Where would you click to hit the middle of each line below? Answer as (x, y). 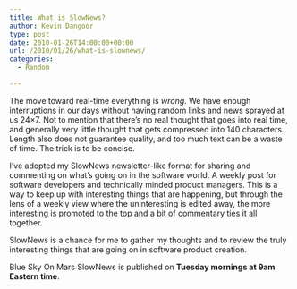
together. (26, 222)
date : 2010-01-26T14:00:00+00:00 (72, 42)
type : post (30, 34)
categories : (31, 59)
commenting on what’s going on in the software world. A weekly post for (143, 174)
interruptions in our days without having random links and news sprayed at (147, 110)
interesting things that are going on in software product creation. (128, 249)
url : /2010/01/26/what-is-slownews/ (77, 51)
